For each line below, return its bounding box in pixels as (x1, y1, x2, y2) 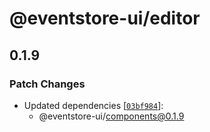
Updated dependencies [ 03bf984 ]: (23, 99, 164, 111)
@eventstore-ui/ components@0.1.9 (38, 110, 185, 122)
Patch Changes (9, 77, 86, 91)
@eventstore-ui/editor (9, 7, 201, 30)
